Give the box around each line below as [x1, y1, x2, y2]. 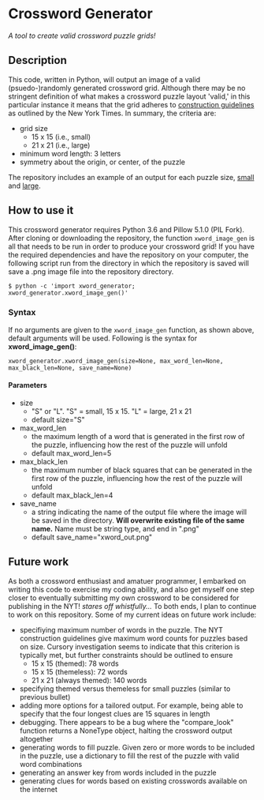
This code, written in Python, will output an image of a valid [8, 74, 201, 84]
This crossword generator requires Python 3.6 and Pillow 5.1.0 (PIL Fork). [8, 224, 245, 234]
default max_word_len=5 [31, 449, 112, 458]
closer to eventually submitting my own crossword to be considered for [8, 593, 240, 603]
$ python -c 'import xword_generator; [8, 282, 136, 290]
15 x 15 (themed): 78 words [31, 659, 120, 668]
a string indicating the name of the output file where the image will [31, 507, 247, 517]
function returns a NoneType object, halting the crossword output [19, 726, 232, 735]
